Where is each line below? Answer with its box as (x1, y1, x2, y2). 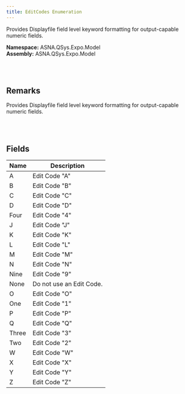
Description (50, 161, 85, 170)
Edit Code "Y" (32, 368, 72, 376)
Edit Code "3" (32, 329, 72, 337)
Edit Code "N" (32, 260, 72, 269)
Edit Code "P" (32, 309, 72, 318)
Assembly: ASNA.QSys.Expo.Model (6, 50, 96, 57)
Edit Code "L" (32, 241, 71, 249)
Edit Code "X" (32, 358, 72, 367)
